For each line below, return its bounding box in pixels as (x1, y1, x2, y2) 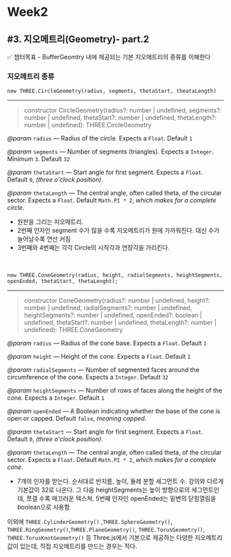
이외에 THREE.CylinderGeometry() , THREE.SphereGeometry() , (7, 518, 173, 526)
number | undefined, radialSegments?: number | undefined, (23, 304, 192, 312)
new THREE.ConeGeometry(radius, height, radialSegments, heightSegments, (7, 272, 223, 279)
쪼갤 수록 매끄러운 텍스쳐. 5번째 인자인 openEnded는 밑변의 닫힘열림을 (26, 494, 217, 503)
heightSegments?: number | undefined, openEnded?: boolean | (23, 311, 202, 319)
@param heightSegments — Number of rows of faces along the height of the (7, 386, 223, 395)
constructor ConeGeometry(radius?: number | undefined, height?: (23, 297, 211, 305)
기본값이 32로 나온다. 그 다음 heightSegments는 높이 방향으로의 (16, 486, 190, 494)
